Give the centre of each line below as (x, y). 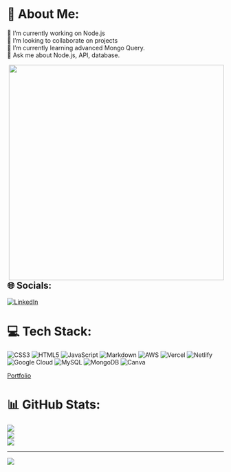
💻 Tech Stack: (49, 331)
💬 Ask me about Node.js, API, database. (64, 55)
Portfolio (19, 376)
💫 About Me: (43, 14)
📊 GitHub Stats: (54, 405)
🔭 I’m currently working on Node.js (56, 33)
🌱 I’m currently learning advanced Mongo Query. (76, 48)
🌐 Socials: (30, 285)
